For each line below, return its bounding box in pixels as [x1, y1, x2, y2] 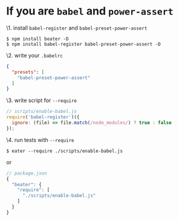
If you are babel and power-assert [6, 4, 174, 18]
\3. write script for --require [6, 97, 77, 104]
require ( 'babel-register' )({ [6, 114, 80, 120]
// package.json [6, 170, 47, 176]
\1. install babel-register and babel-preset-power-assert [6, 24, 148, 31]
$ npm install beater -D [6, 36, 69, 42]
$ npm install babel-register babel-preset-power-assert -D [6, 41, 161, 47]
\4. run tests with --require [6, 136, 74, 143]
